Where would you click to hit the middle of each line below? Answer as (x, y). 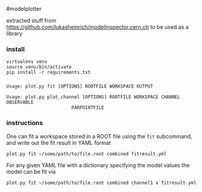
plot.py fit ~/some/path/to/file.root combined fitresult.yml (86, 154)
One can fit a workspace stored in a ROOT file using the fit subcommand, (99, 136)
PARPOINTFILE (88, 108)
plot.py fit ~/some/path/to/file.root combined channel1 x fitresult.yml (102, 183)
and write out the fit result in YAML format (59, 143)
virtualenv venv (27, 62)
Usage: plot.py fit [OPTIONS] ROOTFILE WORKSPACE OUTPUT (80, 87)
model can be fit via (31, 171)
